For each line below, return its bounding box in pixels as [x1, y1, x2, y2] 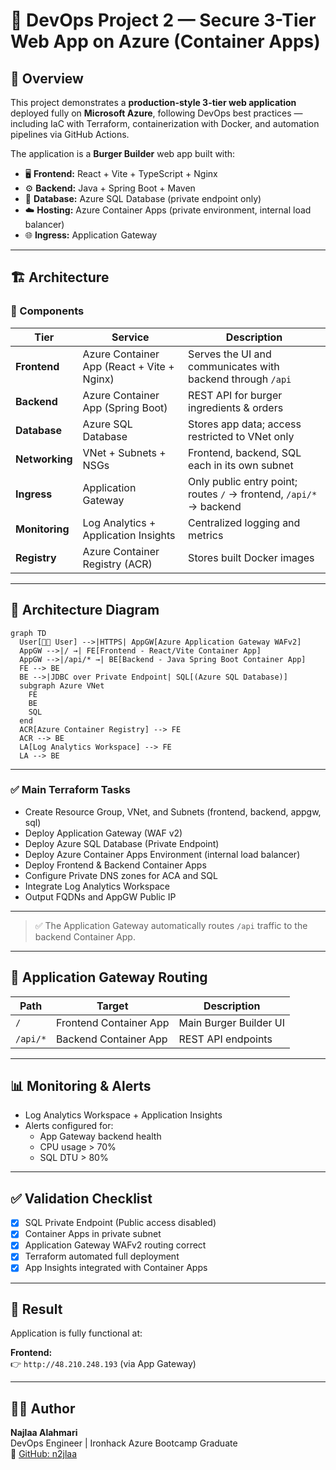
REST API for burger [188, 388, 283, 402]
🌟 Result [10, 1300, 63, 1318]
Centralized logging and [188, 515, 301, 529]
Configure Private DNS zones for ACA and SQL [24, 869, 218, 881]
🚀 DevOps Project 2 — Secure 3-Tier [10, 9, 317, 32]
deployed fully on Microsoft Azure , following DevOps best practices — [10, 107, 303, 119]
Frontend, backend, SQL [188, 445, 302, 459]
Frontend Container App [56, 1015, 170, 1029]
